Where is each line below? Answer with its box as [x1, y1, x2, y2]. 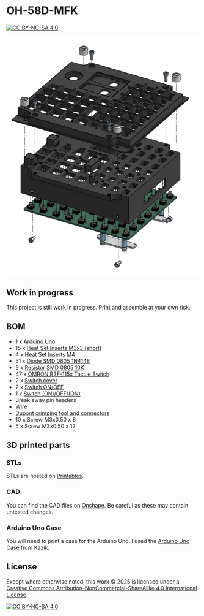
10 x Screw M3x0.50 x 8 [15, 416, 76, 423]
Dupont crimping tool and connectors [15, 409, 110, 417]
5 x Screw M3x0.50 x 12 [15, 422, 76, 430]
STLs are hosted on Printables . [6, 473, 84, 480]
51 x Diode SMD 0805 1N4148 [15, 357, 90, 365]
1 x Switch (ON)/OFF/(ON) [15, 390, 81, 397]
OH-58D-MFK [6, 4, 78, 18]
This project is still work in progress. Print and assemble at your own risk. [6, 303, 191, 311]
